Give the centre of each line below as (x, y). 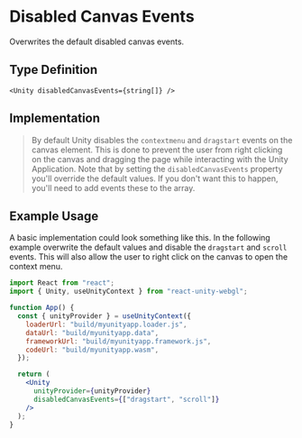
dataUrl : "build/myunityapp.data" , (92, 333)
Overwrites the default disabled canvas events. (97, 41)
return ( (34, 374)
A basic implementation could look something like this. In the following (140, 238)
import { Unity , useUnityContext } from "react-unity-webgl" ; (128, 292)
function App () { (42, 308)
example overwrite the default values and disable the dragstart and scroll (148, 247)
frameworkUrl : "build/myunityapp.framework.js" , (119, 341)
